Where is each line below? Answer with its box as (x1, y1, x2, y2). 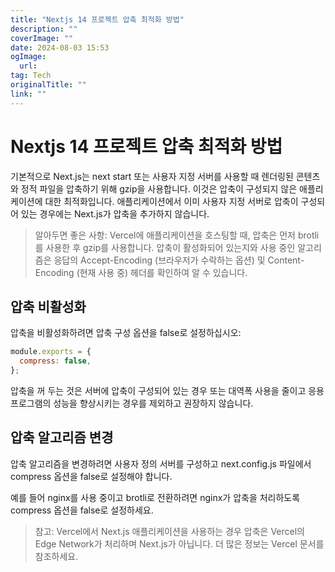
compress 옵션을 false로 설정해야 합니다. (10, 470, 173, 482)
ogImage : (10, 52, 47, 62)
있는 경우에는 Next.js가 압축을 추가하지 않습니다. (20, 207, 210, 220)
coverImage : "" (10, 33, 74, 43)
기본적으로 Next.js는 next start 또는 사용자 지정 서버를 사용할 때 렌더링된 (10, 170, 294, 182)
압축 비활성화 (10, 298, 87, 315)
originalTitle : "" (10, 80, 87, 90)
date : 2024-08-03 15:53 (10, 42, 110, 53)
